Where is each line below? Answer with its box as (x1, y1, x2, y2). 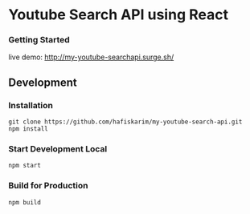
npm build (8, 198, 42, 206)
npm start (8, 162, 42, 170)
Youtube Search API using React (8, 6, 229, 24)
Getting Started (8, 34, 70, 46)
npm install (8, 125, 48, 133)
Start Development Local (8, 143, 108, 155)
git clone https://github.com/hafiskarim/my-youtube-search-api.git (8, 118, 243, 126)
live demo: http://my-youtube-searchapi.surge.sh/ (8, 52, 174, 62)
